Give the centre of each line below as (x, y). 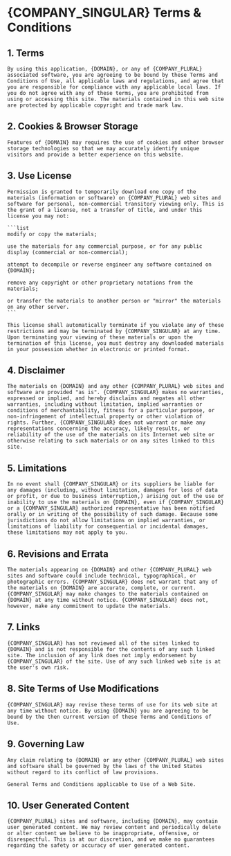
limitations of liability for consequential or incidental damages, (108, 527)
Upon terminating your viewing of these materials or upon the (100, 337)
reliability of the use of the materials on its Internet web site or (111, 435)
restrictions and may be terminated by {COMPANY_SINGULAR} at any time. (114, 331)
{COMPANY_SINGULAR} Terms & (104, 13)
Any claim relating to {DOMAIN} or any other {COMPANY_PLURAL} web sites (116, 760)
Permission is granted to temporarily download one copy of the (102, 192)
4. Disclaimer (36, 371)
